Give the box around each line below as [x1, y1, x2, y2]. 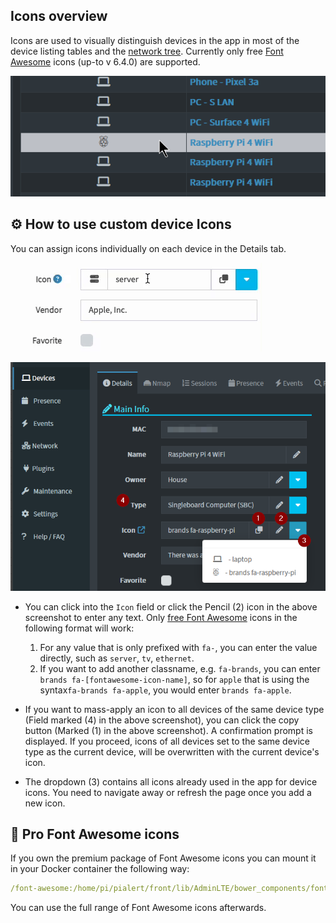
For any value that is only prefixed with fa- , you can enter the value [39, 641, 318, 653]
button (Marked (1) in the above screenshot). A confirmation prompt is [24, 724, 313, 736]
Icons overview [10, 8, 108, 25]
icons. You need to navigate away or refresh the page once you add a [24, 786, 312, 798]
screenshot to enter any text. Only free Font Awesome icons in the [24, 611, 298, 623]
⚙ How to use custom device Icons [10, 216, 232, 233]
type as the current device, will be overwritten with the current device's [24, 745, 320, 758]
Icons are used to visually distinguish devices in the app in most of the [10, 34, 300, 46]
